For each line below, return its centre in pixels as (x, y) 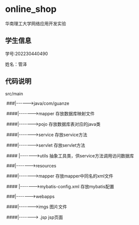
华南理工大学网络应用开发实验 (35, 23)
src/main (14, 93)
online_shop (31, 9)
